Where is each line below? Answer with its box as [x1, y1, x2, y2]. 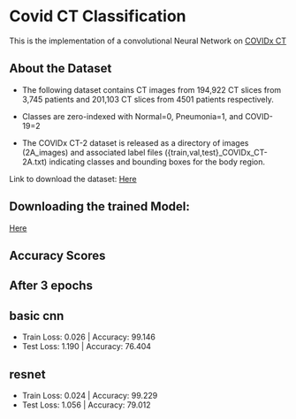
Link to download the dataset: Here [9, 173, 137, 184]
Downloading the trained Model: [9, 199, 190, 214]
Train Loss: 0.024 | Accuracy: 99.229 [21, 390, 158, 400]
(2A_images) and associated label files [21, 147, 163, 157]
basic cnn [9, 308, 65, 324]
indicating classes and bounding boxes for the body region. [49, 156, 266, 167]
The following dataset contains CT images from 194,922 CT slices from [21, 84, 282, 95]
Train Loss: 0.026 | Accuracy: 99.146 [21, 331, 156, 342]
